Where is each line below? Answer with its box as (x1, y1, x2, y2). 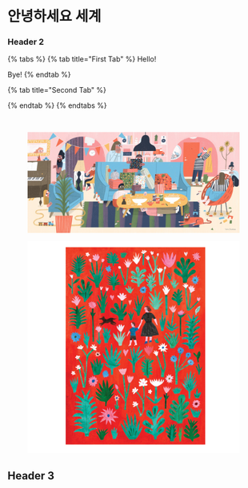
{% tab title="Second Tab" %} (7, 85, 107, 95)
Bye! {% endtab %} (7, 69, 71, 80)
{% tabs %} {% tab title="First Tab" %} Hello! (7, 54, 157, 64)
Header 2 (7, 37, 45, 48)
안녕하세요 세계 (7, 7, 102, 26)
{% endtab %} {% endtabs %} (7, 101, 107, 110)
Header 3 (7, 469, 55, 482)
